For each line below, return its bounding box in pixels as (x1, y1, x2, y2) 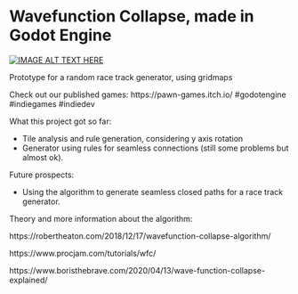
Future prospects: (9, 169, 75, 180)
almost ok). (21, 151, 64, 162)
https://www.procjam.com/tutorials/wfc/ (9, 248, 157, 258)
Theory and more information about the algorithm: (9, 213, 193, 224)
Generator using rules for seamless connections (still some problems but (21, 143, 289, 153)
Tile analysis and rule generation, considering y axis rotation (21, 133, 244, 143)
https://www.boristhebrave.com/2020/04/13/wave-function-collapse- (9, 265, 265, 275)
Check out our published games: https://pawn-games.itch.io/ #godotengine (9, 89, 286, 100)
